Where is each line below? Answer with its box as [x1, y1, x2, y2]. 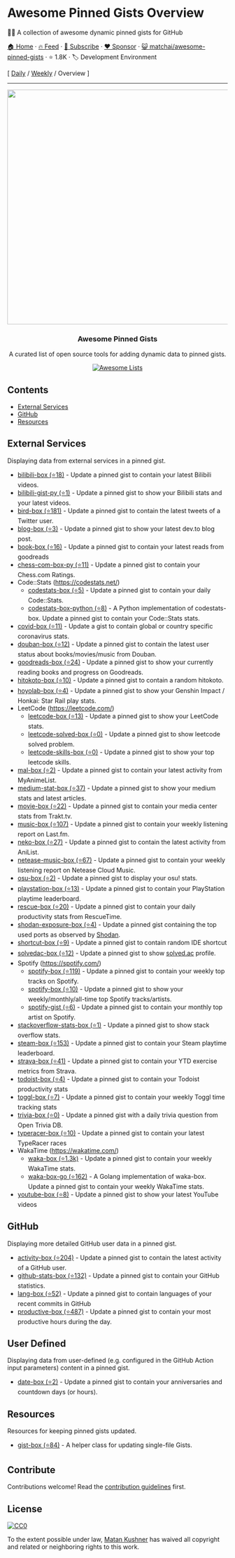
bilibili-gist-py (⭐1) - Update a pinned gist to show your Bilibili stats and [17, 488, 222, 496]
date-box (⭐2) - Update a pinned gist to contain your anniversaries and [17, 1378, 222, 1386]
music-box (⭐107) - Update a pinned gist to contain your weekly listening [17, 819, 228, 828]
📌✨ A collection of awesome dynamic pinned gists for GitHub [7, 28, 183, 37]
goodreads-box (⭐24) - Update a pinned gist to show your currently [17, 658, 213, 666]
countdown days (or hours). [17, 1388, 98, 1397]
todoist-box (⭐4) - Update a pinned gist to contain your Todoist [17, 1074, 200, 1083]
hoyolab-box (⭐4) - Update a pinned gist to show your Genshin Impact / [17, 686, 225, 694]
